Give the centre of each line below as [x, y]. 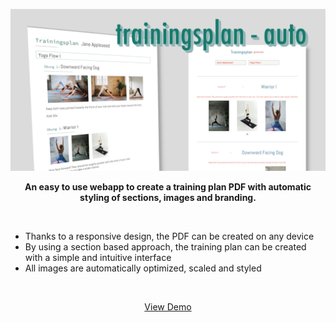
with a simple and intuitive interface [98, 257]
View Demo [168, 306]
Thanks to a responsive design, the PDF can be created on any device [169, 236]
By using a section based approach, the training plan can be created [165, 246]
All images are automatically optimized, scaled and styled [143, 268]
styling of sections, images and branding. [168, 197]
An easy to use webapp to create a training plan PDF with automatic [168, 186]
